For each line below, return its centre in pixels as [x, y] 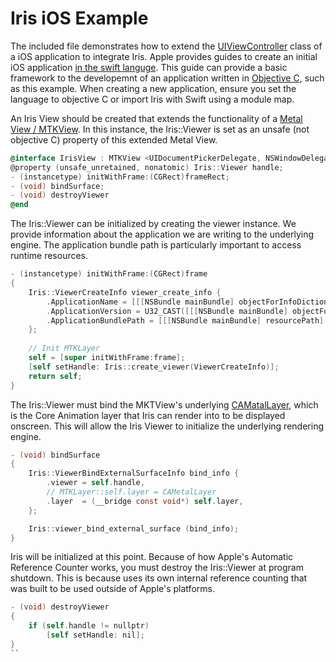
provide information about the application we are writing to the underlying [162, 234]
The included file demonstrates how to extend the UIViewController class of [166, 46]
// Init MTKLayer [64, 348]
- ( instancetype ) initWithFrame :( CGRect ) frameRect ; [120, 177]
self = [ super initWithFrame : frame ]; [107, 358]
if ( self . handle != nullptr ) [89, 626]
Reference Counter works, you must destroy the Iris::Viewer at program [157, 568]
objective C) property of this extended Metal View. [114, 139]
